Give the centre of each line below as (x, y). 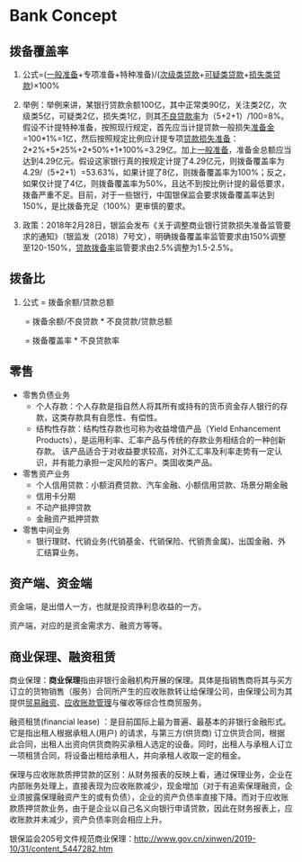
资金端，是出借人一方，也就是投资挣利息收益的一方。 (108, 606)
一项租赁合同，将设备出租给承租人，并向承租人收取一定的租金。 (127, 756)
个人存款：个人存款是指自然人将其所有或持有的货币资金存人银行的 (158, 406)
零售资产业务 (46, 473)
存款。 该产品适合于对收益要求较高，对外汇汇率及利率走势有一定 (155, 451)
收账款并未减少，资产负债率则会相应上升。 (88, 820)
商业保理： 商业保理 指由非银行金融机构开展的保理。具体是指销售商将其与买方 (151, 680)
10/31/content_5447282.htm (62, 849)
